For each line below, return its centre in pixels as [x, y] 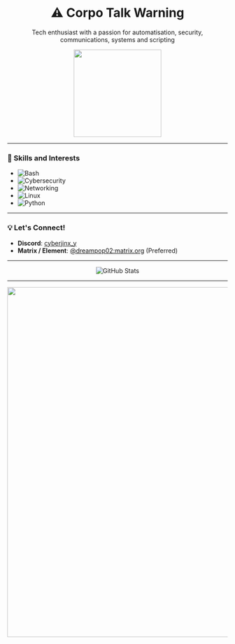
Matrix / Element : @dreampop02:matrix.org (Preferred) [98, 251]
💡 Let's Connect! [36, 227]
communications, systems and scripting [117, 39]
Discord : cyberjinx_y [47, 243]
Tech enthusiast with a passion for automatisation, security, [117, 32]
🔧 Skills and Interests [44, 157]
